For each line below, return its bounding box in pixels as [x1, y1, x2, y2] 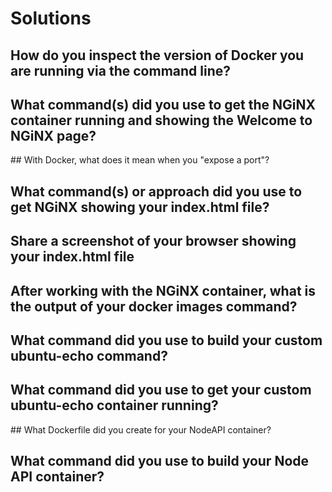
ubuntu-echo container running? [10, 397, 219, 414]
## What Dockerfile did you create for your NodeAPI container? [10, 423, 272, 436]
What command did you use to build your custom [10, 332, 323, 349]
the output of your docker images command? [10, 298, 298, 315]
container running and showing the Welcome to [10, 112, 313, 129]
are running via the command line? [10, 62, 231, 79]
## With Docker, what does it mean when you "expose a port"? [10, 154, 270, 166]
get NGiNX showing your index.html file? [10, 198, 270, 216]
